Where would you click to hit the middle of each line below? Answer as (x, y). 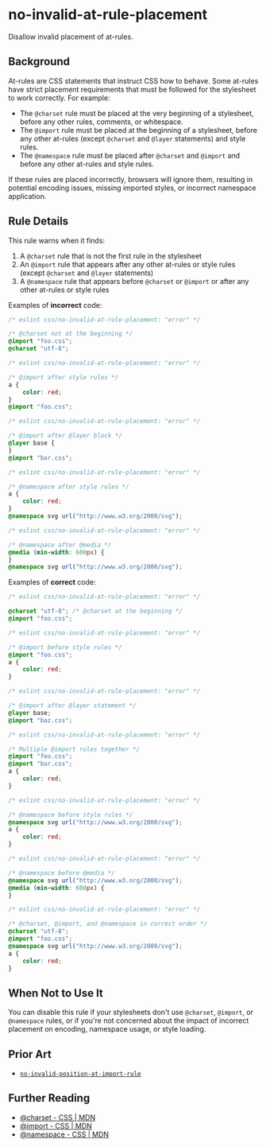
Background (39, 62)
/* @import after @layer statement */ (72, 706)
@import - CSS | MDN (56, 1126)
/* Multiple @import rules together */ (74, 749)
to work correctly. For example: (59, 98)
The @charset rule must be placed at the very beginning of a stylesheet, (137, 113)
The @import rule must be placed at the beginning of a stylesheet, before (139, 130)
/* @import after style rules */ (64, 377)
